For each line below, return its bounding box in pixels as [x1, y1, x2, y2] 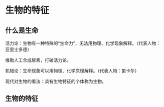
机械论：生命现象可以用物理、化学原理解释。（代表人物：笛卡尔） [5, 68, 139, 73]
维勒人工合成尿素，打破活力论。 [5, 57, 71, 63]
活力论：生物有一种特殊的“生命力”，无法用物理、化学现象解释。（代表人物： [5, 40, 161, 46]
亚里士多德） [5, 46, 32, 52]
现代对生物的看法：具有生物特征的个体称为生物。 [5, 78, 106, 84]
